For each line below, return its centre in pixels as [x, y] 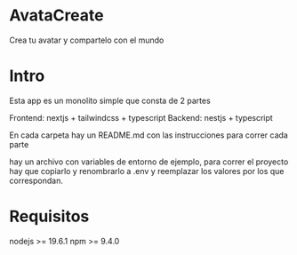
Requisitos [49, 216]
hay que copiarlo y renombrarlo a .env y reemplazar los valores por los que [147, 171]
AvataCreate [56, 16]
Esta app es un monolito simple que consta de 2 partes [110, 100]
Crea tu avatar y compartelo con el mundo [87, 40]
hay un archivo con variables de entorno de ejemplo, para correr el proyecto [149, 162]
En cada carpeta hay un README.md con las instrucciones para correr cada [149, 135]
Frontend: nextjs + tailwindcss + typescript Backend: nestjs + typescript [141, 117]
